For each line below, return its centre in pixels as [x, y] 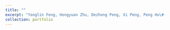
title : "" [16, 10]
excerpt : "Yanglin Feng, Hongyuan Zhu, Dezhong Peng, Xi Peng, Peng [79, 15]
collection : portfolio [29, 19]
